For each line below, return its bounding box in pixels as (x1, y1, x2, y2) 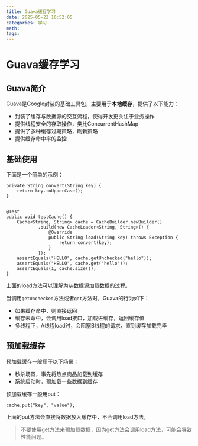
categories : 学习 (6, 20, 47, 25)
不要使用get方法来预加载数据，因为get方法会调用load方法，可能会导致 (20, 426, 192, 433)
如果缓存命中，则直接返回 (14, 307, 77, 314)
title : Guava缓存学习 (6, 8, 56, 15)
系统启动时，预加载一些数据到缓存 (14, 377, 98, 385)
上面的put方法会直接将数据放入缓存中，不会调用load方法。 (6, 413, 149, 421)
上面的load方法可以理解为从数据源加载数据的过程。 (6, 282, 131, 289)
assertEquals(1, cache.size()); (17, 265, 96, 271)
